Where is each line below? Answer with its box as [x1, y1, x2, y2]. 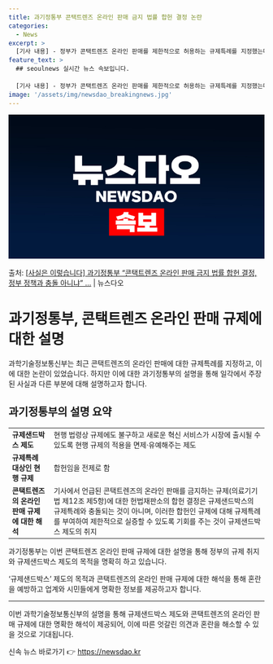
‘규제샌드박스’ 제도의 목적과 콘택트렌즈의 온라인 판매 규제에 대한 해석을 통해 [8, 574, 246, 583]
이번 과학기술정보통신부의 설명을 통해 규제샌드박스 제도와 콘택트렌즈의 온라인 [8, 609, 252, 618]
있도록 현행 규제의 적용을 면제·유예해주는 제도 [54, 440, 197, 450]
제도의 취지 [62, 526, 97, 536]
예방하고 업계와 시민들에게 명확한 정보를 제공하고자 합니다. [16, 583, 201, 594]
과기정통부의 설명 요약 [8, 405, 112, 419]
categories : [8, 21, 49, 30]
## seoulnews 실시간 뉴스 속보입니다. [15, 65, 130, 73]
